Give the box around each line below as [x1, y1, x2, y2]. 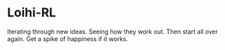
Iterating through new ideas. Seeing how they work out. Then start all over [7, 27, 219, 36]
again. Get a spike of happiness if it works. [7, 34, 128, 42]
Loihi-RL [7, 5, 57, 21]
